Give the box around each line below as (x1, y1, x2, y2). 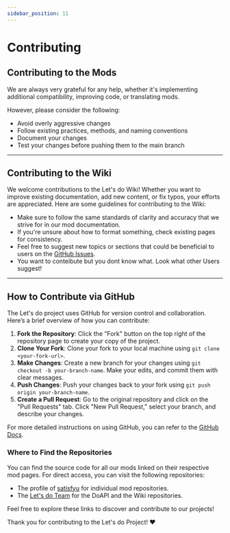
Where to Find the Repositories (7, 448, 112, 457)
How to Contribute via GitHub (7, 291, 135, 302)
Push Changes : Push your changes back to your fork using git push (16, 381, 211, 389)
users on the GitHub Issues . (16, 250, 96, 258)
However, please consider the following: (7, 106, 120, 114)
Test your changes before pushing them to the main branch (16, 141, 185, 149)
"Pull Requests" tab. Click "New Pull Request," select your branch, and (16, 402, 216, 411)
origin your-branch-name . (16, 388, 90, 396)
